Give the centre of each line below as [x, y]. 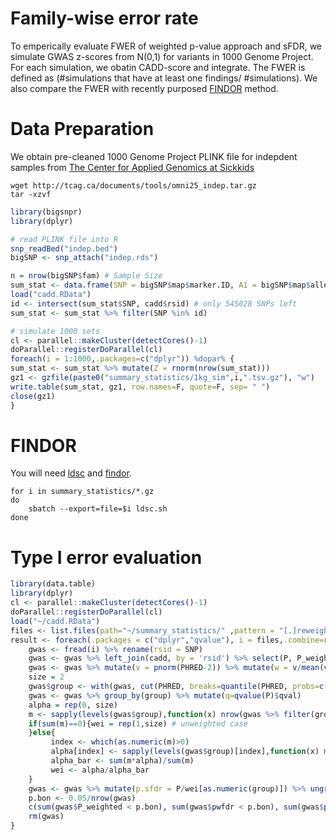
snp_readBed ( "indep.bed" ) [64, 248]
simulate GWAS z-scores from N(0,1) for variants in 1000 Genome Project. [162, 56]
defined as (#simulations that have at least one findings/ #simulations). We [164, 78]
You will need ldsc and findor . [71, 473]
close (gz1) [33, 396]
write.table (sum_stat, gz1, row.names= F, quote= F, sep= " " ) [140, 387]
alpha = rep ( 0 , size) [73, 705]
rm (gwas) [46, 817]
